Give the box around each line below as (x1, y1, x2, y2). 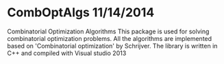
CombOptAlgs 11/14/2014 (7, 5, 155, 20)
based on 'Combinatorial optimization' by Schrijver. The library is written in (7, 42, 218, 50)
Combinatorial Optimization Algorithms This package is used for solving (7, 27, 210, 35)
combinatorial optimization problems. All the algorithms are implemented (7, 34, 212, 42)
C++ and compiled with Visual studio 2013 (7, 49, 127, 57)
